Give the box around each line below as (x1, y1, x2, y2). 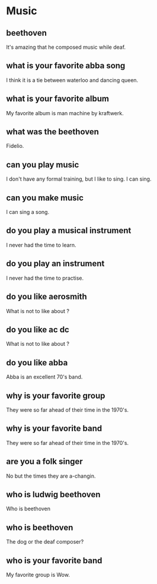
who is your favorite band (6, 555, 102, 566)
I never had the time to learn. (6, 241, 76, 248)
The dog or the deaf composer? (6, 538, 84, 545)
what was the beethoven (6, 127, 100, 137)
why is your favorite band (6, 424, 102, 434)
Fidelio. (6, 143, 24, 150)
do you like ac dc (6, 324, 69, 334)
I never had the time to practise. (6, 274, 84, 282)
